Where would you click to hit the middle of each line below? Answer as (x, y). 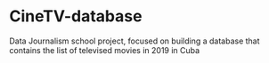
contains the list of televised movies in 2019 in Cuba (105, 50)
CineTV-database (76, 16)
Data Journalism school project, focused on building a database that (134, 41)
